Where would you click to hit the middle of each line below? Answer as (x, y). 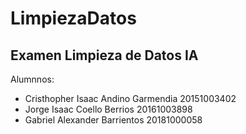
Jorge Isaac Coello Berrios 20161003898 (108, 109)
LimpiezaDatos (73, 18)
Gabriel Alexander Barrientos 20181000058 (113, 120)
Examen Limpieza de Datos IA (104, 55)
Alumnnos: (32, 79)
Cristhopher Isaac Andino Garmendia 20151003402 (130, 98)
